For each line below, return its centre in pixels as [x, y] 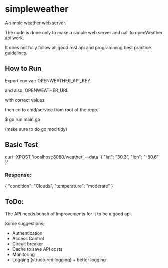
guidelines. [16, 53]
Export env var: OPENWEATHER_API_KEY [48, 80]
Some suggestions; [25, 223]
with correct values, [26, 100]
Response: [18, 175]
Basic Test [22, 145]
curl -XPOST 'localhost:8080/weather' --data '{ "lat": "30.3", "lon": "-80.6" [82, 157]
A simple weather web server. [36, 23]
